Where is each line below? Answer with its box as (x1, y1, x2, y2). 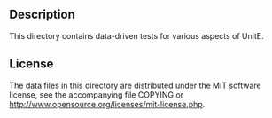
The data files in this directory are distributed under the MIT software (9, 80, 261, 90)
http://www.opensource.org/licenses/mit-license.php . (9, 98, 206, 109)
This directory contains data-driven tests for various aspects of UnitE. (9, 30, 264, 41)
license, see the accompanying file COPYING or (9, 89, 184, 100)
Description (9, 7, 75, 22)
